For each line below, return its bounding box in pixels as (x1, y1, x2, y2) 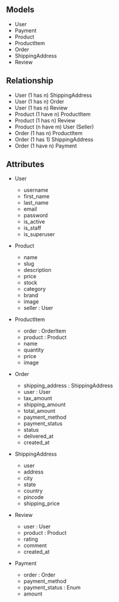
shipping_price (23, 500, 60, 507)
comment (23, 542, 47, 549)
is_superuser (23, 231, 55, 238)
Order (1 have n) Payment (14, 142, 77, 149)
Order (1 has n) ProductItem (14, 129, 83, 136)
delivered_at (23, 432, 54, 440)
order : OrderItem (23, 327, 66, 335)
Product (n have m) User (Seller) (14, 123, 94, 130)
